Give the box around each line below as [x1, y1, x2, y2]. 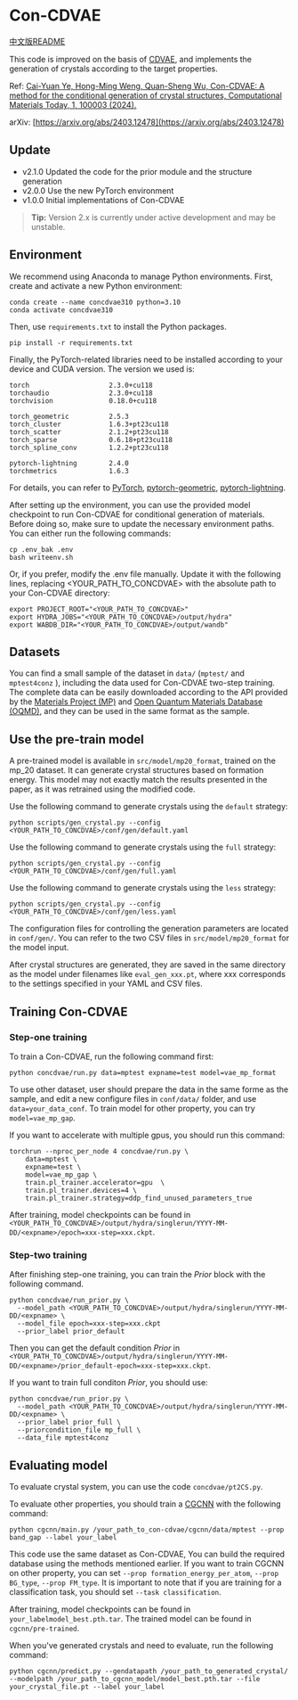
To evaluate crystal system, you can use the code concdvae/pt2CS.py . [9, 1481, 263, 1491]
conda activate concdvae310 [9, 305, 114, 315]
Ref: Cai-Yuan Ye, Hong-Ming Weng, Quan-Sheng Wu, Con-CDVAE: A [9, 80, 265, 91]
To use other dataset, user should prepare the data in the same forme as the [9, 1084, 289, 1095]
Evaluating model [9, 1458, 109, 1473]
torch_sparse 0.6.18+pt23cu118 [9, 435, 173, 444]
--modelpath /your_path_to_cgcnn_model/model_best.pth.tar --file [9, 1674, 261, 1683]
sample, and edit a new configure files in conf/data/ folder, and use [9, 1093, 257, 1104]
